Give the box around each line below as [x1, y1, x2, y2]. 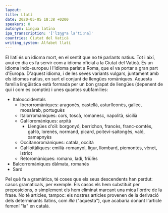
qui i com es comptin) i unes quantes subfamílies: [5, 87, 108, 93]
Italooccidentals [12, 96, 46, 102]
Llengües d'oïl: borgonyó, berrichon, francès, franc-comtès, [27, 123, 153, 129]
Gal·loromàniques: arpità [20, 117, 72, 124]
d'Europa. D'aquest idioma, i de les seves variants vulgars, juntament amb [5, 70, 159, 76]
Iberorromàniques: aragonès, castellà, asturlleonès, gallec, [20, 102, 142, 108]
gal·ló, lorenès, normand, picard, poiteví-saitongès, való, [27, 129, 145, 135]
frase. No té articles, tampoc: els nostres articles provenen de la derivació [5, 192, 159, 198]
